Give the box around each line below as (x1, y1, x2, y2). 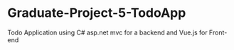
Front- (208, 28, 228, 37)
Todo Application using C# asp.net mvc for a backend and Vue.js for (7, 28, 208, 37)
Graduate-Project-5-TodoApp (7, 5, 186, 21)
